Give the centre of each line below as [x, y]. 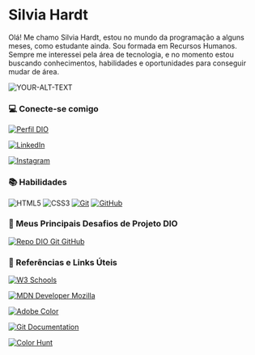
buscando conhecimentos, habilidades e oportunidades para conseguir [127, 63]
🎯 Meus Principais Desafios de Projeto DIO [93, 224]
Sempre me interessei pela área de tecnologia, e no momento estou [121, 54]
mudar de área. [34, 71]
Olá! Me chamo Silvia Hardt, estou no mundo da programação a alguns [126, 37]
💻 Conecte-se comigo [53, 108]
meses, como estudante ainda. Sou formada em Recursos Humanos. [123, 45]
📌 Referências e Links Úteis [63, 262]
